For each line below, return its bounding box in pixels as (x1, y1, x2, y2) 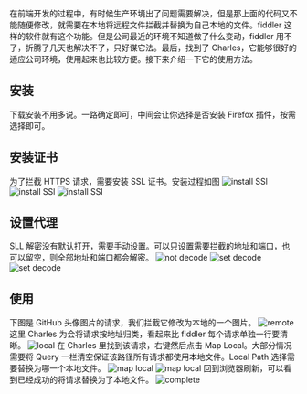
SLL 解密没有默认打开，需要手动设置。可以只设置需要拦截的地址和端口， (9, 240, 282, 251)
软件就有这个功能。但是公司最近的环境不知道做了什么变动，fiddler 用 (25, 31, 285, 41)
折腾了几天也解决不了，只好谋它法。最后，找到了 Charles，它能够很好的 (25, 42, 297, 53)
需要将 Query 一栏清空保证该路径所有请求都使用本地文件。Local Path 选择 (9, 351, 288, 363)
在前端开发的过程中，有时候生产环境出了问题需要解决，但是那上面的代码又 (9, 8, 290, 18)
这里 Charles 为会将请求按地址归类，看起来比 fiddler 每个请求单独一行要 (9, 328, 281, 340)
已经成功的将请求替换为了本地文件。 (16, 374, 153, 386)
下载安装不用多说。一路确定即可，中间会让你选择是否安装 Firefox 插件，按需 (9, 109, 297, 120)
